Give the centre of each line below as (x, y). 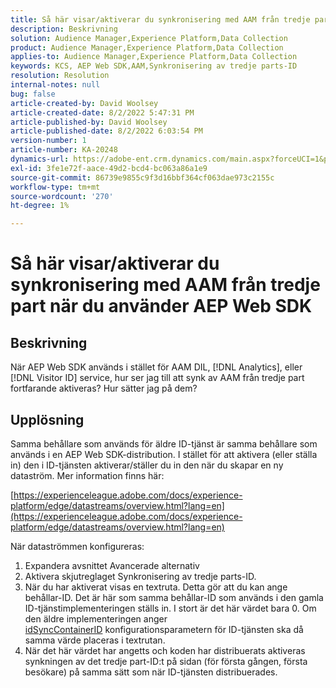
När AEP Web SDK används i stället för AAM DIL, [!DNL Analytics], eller (156, 367)
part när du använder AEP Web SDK (161, 306)
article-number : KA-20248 (64, 150)
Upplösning (47, 419)
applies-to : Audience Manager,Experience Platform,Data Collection (154, 57)
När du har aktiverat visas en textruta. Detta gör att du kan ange (156, 587)
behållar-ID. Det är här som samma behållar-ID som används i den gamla (174, 597)
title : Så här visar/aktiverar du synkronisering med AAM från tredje (160, 19)
